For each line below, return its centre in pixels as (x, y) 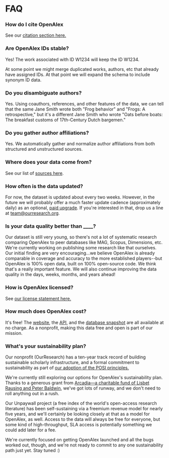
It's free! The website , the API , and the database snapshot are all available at (84, 322)
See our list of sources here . (34, 173)
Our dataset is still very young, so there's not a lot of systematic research (81, 237)
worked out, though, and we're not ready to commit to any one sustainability (84, 445)
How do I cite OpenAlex (34, 25)
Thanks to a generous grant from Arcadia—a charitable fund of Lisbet (77, 383)
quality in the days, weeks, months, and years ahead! (60, 274)
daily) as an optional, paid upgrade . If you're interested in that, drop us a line (84, 208)
